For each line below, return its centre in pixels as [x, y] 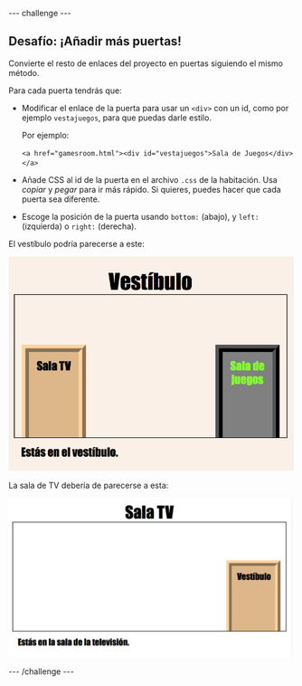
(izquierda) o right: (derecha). [79, 226]
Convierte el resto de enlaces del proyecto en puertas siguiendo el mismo [146, 63]
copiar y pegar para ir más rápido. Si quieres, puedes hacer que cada [151, 189]
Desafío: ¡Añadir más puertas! [95, 41]
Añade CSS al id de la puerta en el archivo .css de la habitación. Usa [149, 179]
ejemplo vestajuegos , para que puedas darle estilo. [116, 118]
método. [24, 72]
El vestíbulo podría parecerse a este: [77, 243]
